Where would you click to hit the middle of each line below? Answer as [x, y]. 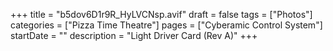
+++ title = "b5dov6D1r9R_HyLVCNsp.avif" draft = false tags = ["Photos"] [161, 14]
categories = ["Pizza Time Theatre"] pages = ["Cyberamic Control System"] [166, 25]
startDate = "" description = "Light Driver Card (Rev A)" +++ [134, 35]
